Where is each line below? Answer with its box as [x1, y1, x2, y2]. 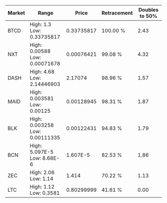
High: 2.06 [29, 169, 55, 176]
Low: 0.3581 [29, 190, 60, 196]
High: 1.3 [29, 21, 51, 28]
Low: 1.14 [29, 175, 54, 182]
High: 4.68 [29, 68, 55, 75]
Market [7, 9, 25, 16]
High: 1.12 [29, 184, 55, 190]
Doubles [138, 6, 159, 13]
